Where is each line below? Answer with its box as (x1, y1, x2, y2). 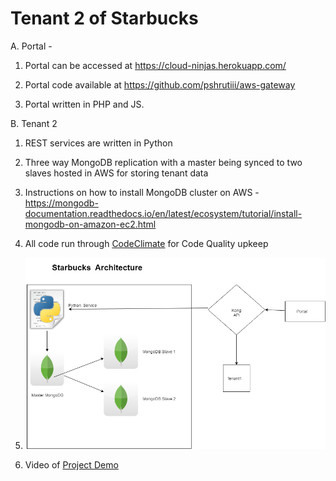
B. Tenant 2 (10, 117, 58, 129)
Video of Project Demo (24, 459, 119, 471)
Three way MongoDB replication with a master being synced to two (24, 156, 303, 168)
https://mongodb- (24, 197, 99, 209)
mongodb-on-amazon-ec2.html (24, 218, 157, 230)
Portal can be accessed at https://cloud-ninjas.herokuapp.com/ (24, 59, 287, 71)
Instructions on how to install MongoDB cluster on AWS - (24, 186, 260, 198)
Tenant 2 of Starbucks (10, 7, 199, 30)
